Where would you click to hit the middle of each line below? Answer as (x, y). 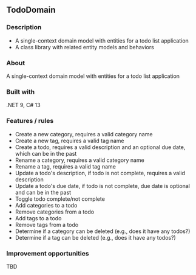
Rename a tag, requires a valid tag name (66, 166)
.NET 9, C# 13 (23, 105)
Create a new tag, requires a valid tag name (69, 141)
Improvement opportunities (48, 253)
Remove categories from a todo (55, 212)
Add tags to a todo (38, 218)
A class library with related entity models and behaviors (85, 47)
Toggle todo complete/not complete (60, 199)
